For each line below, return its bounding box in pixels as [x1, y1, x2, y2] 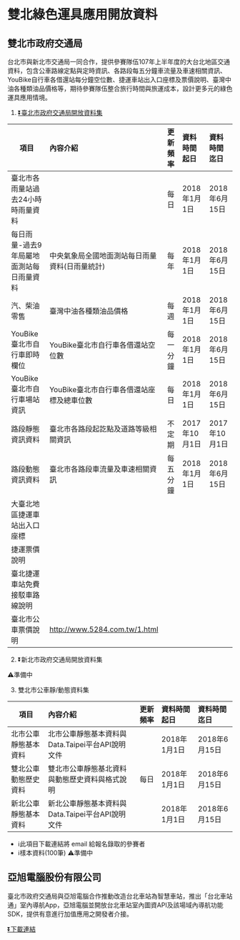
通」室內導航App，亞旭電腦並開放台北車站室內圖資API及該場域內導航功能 [7, 901, 224, 909]
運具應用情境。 [7, 94, 51, 101]
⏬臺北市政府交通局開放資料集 [17, 109, 103, 116]
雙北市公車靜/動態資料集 [17, 686, 89, 694]
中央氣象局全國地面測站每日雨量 [49, 251, 157, 261]
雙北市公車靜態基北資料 [47, 764, 127, 774]
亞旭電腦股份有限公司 [7, 871, 101, 884]
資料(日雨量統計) [49, 261, 106, 271]
